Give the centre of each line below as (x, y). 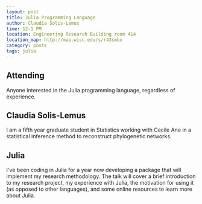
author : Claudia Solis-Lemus (43, 23)
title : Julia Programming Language (51, 18)
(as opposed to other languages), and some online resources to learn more (99, 189)
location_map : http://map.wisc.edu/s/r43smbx (64, 40)
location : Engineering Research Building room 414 (71, 34)
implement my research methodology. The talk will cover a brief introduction (101, 176)
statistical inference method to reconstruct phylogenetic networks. (89, 136)
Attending (25, 76)
